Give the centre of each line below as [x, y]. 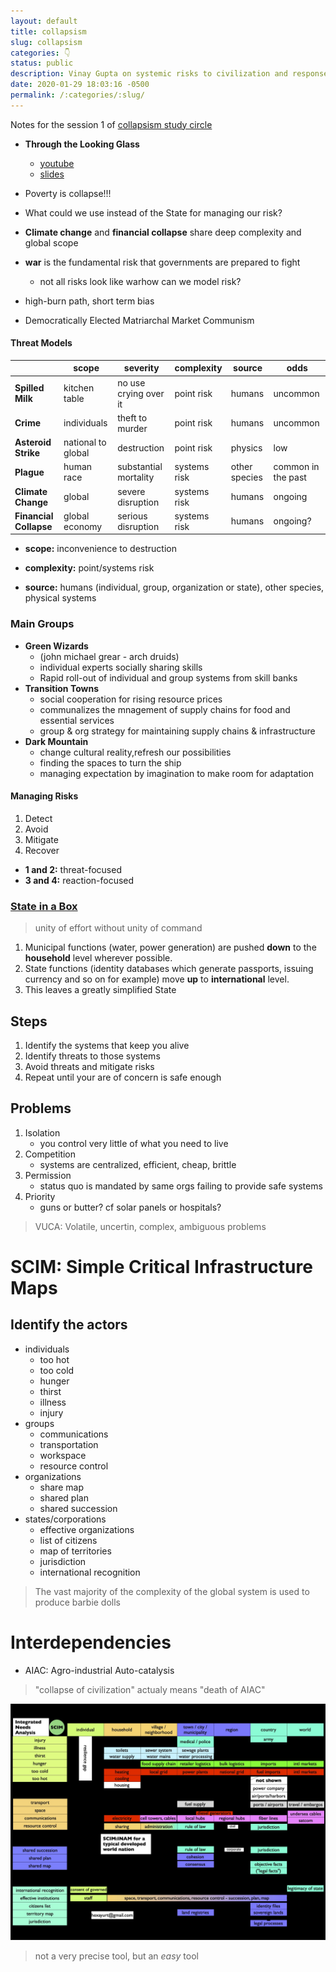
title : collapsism [48, 31]
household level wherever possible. [98, 958]
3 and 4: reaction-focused [79, 880]
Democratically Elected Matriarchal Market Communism [139, 320]
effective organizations [87, 1529]
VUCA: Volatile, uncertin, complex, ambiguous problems [150, 1226]
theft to [132, 417]
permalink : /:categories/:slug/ [77, 95]
